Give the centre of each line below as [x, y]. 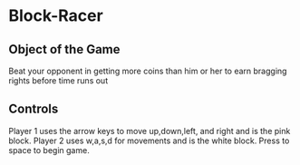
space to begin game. [49, 150]
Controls [34, 109]
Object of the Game [64, 49]
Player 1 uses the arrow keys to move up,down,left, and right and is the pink [150, 131]
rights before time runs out [58, 81]
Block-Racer [56, 16]
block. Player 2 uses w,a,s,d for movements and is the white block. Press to [149, 141]
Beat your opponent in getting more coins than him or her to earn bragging [148, 71]
